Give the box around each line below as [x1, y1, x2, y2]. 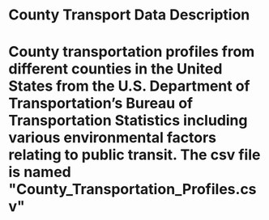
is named [8, 163, 71, 181]
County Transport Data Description [8, 6, 250, 24]
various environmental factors [8, 129, 217, 147]
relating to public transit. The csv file [8, 146, 261, 164]
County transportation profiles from [8, 43, 255, 61]
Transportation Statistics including [8, 112, 248, 130]
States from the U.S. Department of [8, 77, 250, 95]
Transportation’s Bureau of [8, 95, 193, 112]
